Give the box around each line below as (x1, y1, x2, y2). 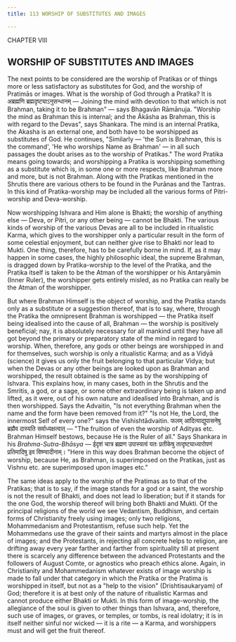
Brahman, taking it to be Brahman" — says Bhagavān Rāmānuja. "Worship (7, 105, 221, 113)
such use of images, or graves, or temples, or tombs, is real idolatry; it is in (7, 612, 223, 620)
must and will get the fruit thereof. (7, 627, 105, 635)
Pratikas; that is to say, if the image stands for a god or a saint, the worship (7, 484, 223, 493)
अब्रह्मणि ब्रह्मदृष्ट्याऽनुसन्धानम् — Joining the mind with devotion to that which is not (7, 97, 227, 106)
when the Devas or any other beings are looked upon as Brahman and (7, 364, 209, 373)
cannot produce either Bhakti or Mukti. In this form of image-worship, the (7, 596, 219, 605)
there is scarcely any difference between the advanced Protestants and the (7, 552, 225, 560)
